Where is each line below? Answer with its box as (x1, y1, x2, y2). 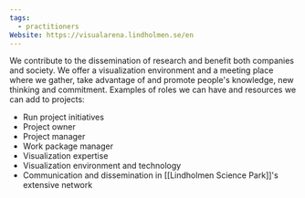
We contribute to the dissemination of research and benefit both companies (9, 56, 295, 67)
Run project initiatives (22, 111, 105, 123)
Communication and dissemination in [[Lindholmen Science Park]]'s (22, 170, 279, 181)
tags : (9, 13, 30, 23)
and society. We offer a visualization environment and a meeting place (9, 65, 274, 76)
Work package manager (22, 141, 114, 151)
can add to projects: (9, 94, 85, 105)
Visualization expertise (22, 151, 109, 162)
